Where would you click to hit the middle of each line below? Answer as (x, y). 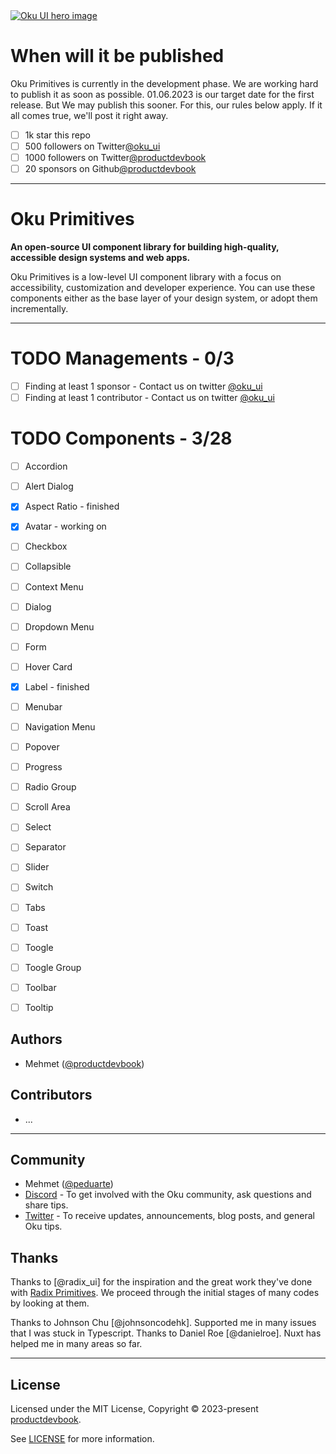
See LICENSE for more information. (82, 1438)
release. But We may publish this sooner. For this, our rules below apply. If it (166, 105)
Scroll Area (47, 807)
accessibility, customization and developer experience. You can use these (163, 288)
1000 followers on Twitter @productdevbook (115, 158)
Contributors (51, 1095)
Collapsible (48, 566)
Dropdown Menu (59, 626)
